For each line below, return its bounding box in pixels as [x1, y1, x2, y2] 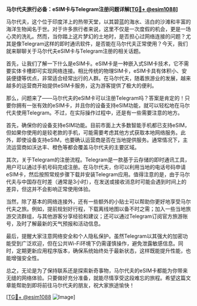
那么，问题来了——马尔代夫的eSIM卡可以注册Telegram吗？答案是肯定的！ [6, 95, 185, 102]
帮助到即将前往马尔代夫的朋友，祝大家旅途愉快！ [16, 282, 135, 288]
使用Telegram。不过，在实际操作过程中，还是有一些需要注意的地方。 [16, 109, 183, 116]
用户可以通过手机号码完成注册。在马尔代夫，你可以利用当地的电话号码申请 [6, 164, 186, 170]
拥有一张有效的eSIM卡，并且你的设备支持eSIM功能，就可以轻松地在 [16, 102, 180, 109]
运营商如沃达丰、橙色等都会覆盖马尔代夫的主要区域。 [11, 144, 140, 150]
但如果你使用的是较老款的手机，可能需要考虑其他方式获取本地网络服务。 [6, 129, 181, 136]
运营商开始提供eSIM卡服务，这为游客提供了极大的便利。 [21, 82, 157, 89]
